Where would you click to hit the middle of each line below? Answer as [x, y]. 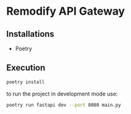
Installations [30, 34]
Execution [26, 68]
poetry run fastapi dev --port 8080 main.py [64, 105]
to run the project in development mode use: [62, 94]
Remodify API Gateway [65, 11]
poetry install [26, 82]
